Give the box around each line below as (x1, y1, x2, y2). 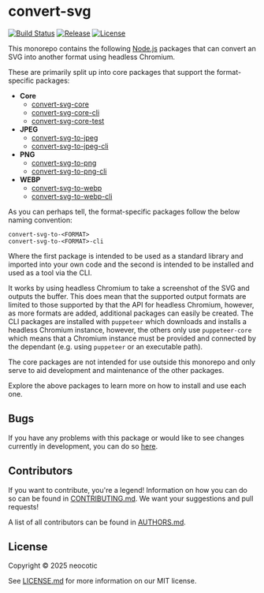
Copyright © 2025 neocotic (8, 561, 99, 570)
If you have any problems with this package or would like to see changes (8, 433, 244, 442)
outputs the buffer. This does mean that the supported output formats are (8, 291, 247, 301)
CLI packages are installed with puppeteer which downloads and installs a (8, 316, 247, 326)
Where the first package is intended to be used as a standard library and (8, 251, 244, 260)
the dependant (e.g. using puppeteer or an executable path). (8, 341, 203, 351)
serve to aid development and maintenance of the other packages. (8, 365, 225, 375)
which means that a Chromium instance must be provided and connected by (8, 334, 256, 343)
